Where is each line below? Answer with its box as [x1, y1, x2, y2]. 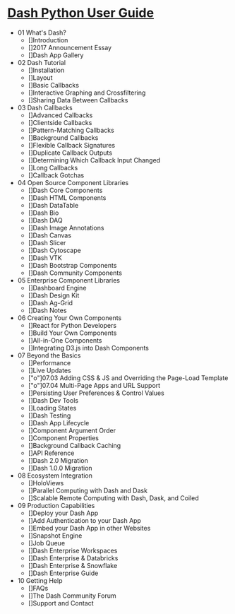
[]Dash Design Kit [28, 291, 80, 300]
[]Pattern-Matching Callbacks [28, 126, 114, 134]
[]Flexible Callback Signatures [28, 141, 116, 149]
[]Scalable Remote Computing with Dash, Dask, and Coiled [28, 493, 199, 502]
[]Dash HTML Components [28, 193, 107, 202]
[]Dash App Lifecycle [28, 418, 90, 427]
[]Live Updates [28, 366, 72, 374]
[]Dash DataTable [28, 201, 79, 209]
